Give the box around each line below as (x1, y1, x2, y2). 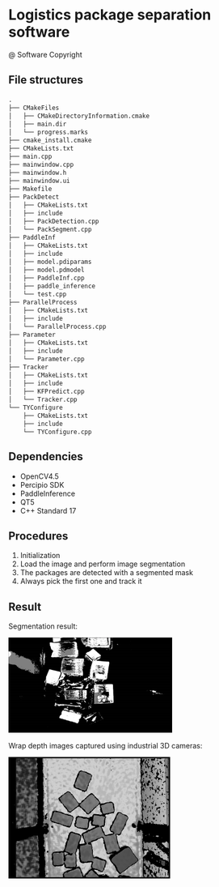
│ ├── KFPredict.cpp (8, 387, 85, 395)
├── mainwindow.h (8, 168, 67, 177)
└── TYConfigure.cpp (23, 428, 92, 436)
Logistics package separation (8, 6, 212, 24)
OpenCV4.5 (19, 471, 59, 481)
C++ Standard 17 (19, 505, 77, 515)
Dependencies (8, 450, 83, 463)
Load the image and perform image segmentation (19, 559, 186, 569)
